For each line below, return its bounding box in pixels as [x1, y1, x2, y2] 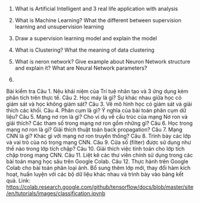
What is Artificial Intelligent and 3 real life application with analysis [14, 5, 178, 12]
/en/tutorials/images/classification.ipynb [6, 190, 106, 197]
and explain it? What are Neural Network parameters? [14, 64, 148, 71]
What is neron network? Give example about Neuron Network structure [14, 58, 190, 65]
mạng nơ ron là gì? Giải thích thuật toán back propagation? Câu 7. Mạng [6, 126, 183, 133]
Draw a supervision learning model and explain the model [14, 35, 157, 41]
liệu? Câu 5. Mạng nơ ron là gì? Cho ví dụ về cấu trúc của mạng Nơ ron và [6, 114, 188, 120]
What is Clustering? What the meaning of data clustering [14, 46, 154, 53]
